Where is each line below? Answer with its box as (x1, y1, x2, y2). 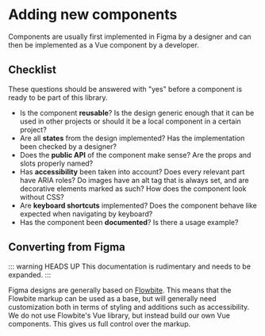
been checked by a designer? (19, 141, 117, 151)
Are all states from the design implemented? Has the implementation (19, 133, 245, 143)
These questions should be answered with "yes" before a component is (8, 84, 243, 94)
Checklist (8, 63, 57, 77)
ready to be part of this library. (8, 93, 109, 102)
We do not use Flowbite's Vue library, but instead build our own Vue (8, 311, 230, 320)
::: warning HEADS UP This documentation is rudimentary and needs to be (8, 262, 252, 271)
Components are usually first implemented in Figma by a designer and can (8, 32, 252, 41)
